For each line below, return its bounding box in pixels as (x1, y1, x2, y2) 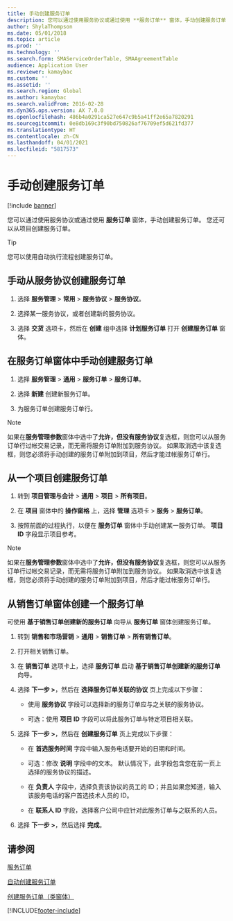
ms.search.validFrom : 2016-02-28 (7, 101, 104, 108)
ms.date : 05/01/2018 (7, 29, 67, 37)
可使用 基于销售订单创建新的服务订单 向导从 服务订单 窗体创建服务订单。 (7, 617, 215, 626)
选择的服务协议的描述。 (27, 768, 95, 777)
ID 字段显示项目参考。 (17, 530, 80, 538)
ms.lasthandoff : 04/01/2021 (7, 140, 89, 147)
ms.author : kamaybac (7, 94, 67, 101)
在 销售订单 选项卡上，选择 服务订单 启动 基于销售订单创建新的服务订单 (17, 662, 221, 670)
